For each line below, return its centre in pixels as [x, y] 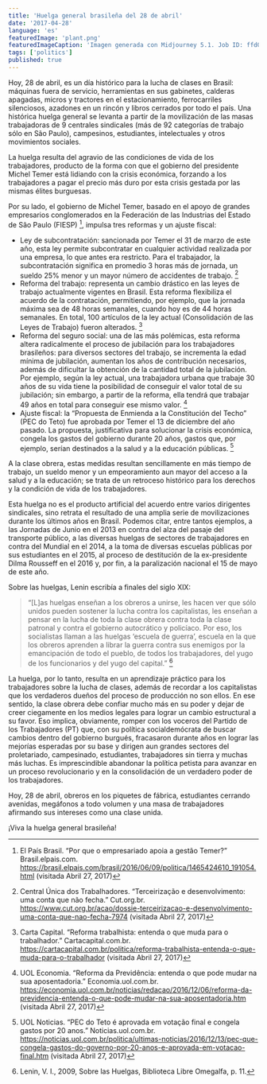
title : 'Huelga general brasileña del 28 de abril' [95, 16]
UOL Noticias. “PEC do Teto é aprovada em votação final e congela [130, 1022]
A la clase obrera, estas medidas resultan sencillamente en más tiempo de [130, 464]
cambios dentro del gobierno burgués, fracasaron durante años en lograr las [134, 737]
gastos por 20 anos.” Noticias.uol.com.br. [87, 1030]
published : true [35, 60]
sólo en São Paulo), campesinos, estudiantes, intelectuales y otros [117, 133]
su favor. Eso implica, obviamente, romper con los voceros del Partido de [128, 721]
